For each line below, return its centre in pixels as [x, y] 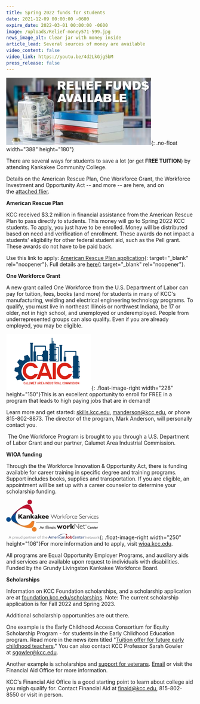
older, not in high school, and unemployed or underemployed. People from [98, 313]
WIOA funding [24, 454]
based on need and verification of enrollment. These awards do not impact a [100, 234]
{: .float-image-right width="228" [133, 388]
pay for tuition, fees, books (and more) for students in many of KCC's [91, 293]
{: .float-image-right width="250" [141, 537]
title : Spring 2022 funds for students [56, 13]
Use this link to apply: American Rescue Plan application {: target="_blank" [97, 258]
